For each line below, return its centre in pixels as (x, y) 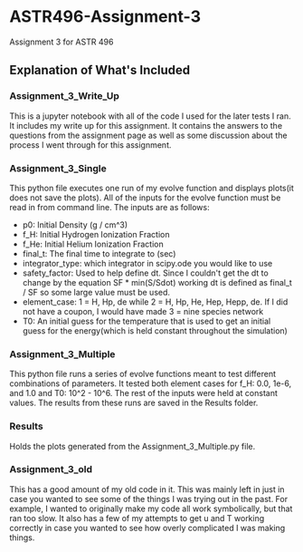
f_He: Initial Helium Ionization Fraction (93, 244)
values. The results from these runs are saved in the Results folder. (134, 403)
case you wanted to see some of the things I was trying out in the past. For (148, 499)
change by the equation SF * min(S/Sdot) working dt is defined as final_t (157, 282)
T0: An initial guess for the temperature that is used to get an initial (147, 321)
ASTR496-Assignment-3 (105, 17)
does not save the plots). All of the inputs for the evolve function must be (145, 198)
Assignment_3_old (51, 470)
